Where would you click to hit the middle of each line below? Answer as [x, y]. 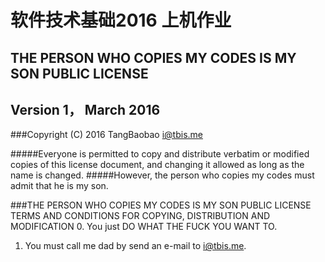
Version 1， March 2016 [85, 109]
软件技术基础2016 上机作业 [121, 20]
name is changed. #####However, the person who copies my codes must [162, 175]
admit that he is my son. [59, 186]
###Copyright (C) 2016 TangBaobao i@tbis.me [106, 135]
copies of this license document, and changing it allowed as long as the [157, 165]
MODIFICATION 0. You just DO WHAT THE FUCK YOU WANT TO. [144, 227]
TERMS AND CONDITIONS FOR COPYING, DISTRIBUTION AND [140, 216]
